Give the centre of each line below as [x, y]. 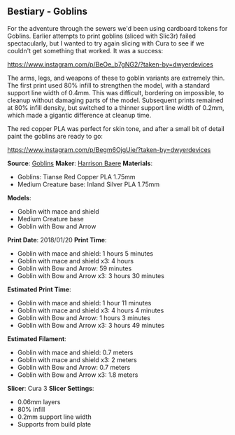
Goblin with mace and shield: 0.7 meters [75, 352]
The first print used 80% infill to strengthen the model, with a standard [109, 85]
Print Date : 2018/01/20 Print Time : [57, 240]
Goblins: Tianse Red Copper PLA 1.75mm [76, 177]
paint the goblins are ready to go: [55, 136]
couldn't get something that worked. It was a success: [85, 50]
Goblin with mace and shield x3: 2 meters [77, 359]
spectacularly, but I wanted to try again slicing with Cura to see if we [106, 43]
